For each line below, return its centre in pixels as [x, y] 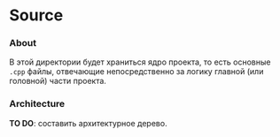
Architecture [37, 104]
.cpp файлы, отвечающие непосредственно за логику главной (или [136, 72]
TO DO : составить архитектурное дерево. [88, 123]
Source [36, 15]
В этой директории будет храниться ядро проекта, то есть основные [140, 62]
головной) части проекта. [58, 81]
